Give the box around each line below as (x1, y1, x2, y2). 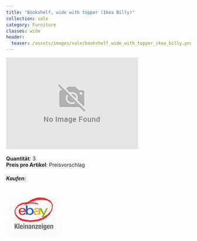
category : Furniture (6, 22, 57, 28)
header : (6, 34, 25, 40)
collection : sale (6, 15, 49, 22)
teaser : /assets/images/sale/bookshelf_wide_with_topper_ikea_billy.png (11, 40, 193, 46)
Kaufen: (6, 175, 26, 182)
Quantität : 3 (6, 155, 36, 162)
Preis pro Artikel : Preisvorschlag (6, 161, 85, 168)
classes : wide (6, 28, 41, 34)
